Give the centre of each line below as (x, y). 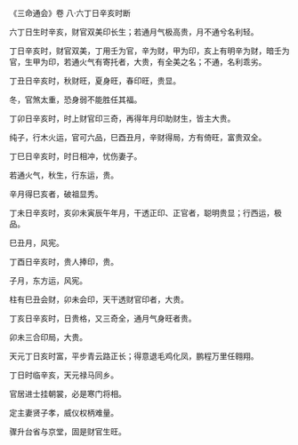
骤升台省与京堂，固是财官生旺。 (68, 432)
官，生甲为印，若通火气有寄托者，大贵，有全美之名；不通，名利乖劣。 (138, 62)
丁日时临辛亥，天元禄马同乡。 (64, 375)
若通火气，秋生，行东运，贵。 (64, 175)
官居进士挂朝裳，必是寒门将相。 (68, 394)
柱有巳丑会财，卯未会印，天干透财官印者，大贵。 (99, 299)
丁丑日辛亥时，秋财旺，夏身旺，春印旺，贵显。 (95, 81)
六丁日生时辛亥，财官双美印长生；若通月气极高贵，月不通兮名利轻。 (134, 32)
